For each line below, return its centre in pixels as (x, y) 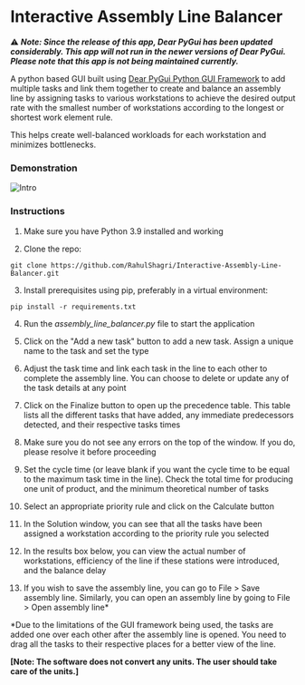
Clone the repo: (52, 249)
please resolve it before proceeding (90, 452)
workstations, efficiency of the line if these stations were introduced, (151, 561)
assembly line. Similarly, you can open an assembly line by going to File (157, 597)
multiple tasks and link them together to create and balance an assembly (146, 88)
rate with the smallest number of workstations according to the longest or (147, 107)
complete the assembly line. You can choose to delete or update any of (156, 377)
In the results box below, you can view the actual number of (135, 551)
